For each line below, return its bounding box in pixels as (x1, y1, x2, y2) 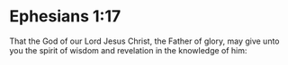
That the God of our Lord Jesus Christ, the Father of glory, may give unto (9, 36, 280, 46)
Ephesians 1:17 (9, 6, 121, 27)
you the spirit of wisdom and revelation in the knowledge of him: (9, 45, 247, 55)
